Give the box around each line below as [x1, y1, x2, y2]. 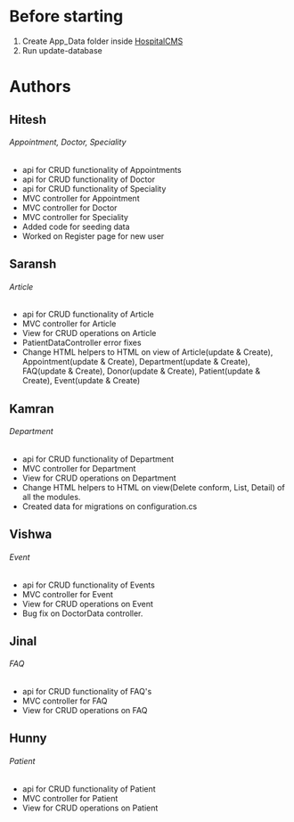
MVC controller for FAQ [21, 695, 108, 706]
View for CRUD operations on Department [21, 473, 176, 483]
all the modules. [21, 491, 81, 502]
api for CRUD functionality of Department [21, 453, 174, 464]
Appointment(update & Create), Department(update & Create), [21, 357, 251, 367]
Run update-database [21, 45, 102, 55]
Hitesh [9, 111, 47, 127]
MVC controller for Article [21, 318, 117, 329]
